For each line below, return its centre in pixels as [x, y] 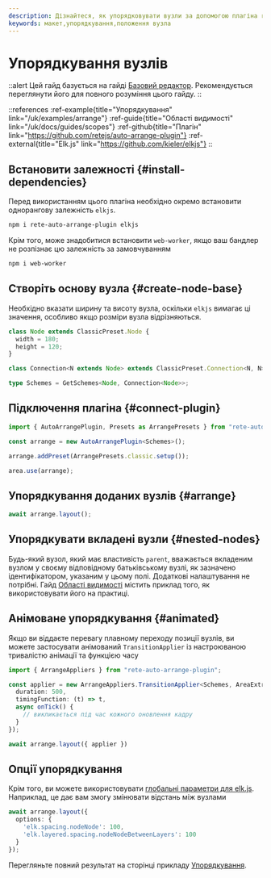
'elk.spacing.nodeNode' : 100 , [74, 827]
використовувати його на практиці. [69, 593]
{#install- [161, 169]
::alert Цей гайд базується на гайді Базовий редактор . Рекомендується [131, 86]
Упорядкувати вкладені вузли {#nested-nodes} [134, 539]
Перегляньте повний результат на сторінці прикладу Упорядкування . [128, 865]
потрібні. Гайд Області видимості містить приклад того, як [109, 584]
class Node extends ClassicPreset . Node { [79, 332]
